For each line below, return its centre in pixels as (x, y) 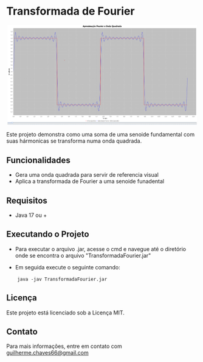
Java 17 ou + (31, 215)
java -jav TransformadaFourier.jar (62, 279)
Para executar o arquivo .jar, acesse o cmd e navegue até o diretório (101, 249)
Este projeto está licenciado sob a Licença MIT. (65, 313)
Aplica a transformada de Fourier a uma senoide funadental (90, 182)
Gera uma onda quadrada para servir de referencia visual (87, 175)
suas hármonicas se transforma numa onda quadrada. (74, 141)
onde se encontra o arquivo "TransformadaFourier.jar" (83, 255)
